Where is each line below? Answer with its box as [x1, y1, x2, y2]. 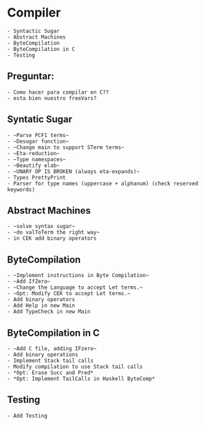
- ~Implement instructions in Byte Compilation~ [7, 272, 149, 279]
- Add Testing [7, 412, 48, 419]
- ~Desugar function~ [7, 138, 69, 145]
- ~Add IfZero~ [7, 278, 51, 285]
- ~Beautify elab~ [7, 162, 60, 169]
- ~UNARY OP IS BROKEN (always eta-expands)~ [7, 168, 140, 175]
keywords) [7, 186, 36, 193]
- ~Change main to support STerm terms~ [7, 143, 125, 151]
